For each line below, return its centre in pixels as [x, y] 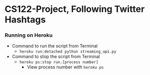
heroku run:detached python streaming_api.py [68, 52]
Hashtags [25, 20]
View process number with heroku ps [65, 67]
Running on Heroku [29, 35]
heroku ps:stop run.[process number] [59, 62]
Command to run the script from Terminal [55, 46]
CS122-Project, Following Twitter [75, 9]
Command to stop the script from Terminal [56, 57]
